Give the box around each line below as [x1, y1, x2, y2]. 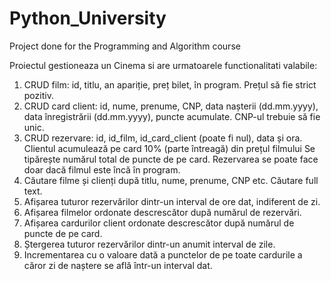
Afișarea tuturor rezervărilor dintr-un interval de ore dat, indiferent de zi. [23, 195, 321, 207]
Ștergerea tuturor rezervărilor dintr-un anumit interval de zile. [23, 238, 276, 250]
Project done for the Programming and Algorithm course [9, 40, 241, 52]
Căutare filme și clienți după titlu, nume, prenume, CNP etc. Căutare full [23, 174, 319, 186]
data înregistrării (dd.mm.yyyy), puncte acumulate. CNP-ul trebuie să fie [23, 110, 321, 122]
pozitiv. [23, 89, 54, 101]
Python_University [9, 7, 167, 30]
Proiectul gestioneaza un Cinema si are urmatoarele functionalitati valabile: [9, 59, 318, 71]
